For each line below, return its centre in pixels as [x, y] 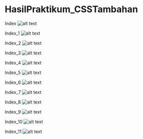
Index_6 [13, 82]
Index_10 [14, 121]
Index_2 [13, 43]
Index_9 [13, 112]
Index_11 [13, 131]
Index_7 [13, 92]
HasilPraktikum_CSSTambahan [71, 9]
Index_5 [13, 73]
